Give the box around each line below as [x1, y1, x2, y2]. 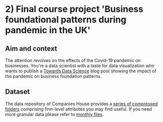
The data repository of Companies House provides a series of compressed [5, 101, 158, 107]
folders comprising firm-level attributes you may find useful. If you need [5, 106, 152, 112]
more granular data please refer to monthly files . [5, 111, 104, 117]
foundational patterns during [5, 14, 126, 25]
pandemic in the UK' [5, 25, 91, 36]
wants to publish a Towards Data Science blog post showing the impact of [5, 68, 157, 74]
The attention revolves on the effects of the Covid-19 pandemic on [5, 58, 141, 63]
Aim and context [5, 44, 57, 53]
